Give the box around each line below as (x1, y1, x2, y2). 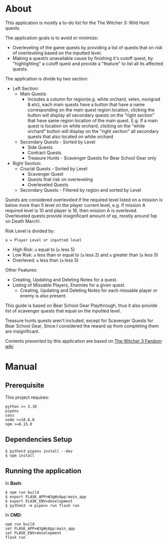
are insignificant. (5, 328, 40, 334)
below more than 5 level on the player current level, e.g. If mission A (5, 202, 146, 208)
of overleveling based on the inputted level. (12, 50, 102, 56)
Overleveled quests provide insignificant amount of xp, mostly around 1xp (5, 212, 157, 219)
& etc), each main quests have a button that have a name (27, 101, 145, 107)
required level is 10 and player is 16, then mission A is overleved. (5, 207, 138, 213)
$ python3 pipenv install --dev (5, 448, 73, 453)
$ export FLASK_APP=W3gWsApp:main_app (5, 494, 86, 499)
